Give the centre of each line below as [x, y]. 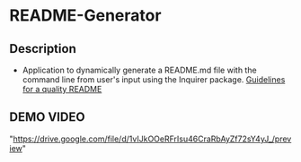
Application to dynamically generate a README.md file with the [140, 70]
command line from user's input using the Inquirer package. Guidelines [154, 80]
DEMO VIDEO [47, 117]
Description [43, 49]
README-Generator [85, 16]
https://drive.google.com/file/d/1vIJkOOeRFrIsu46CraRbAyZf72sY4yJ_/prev [152, 139]
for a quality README [62, 89]
